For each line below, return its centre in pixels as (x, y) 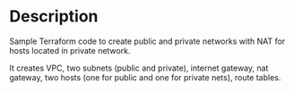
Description (54, 17)
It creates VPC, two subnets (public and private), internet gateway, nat (139, 68)
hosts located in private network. (70, 50)
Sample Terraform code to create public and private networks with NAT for (147, 41)
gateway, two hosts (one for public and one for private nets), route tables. (145, 77)
